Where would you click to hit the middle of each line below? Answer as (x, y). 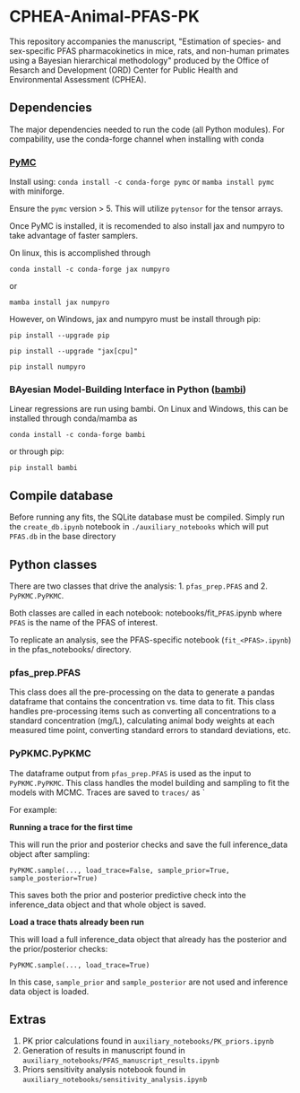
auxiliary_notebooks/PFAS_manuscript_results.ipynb (120, 1061)
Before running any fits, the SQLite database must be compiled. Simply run (147, 517)
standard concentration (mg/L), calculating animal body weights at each (142, 721)
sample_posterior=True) (54, 878)
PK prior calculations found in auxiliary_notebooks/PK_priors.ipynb (148, 1041)
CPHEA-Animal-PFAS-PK (104, 17)
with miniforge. (37, 191)
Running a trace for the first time (71, 826)
